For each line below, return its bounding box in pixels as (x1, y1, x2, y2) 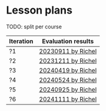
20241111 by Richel (39, 95, 97, 103)
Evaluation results (42, 37, 94, 45)
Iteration (9, 37, 34, 45)
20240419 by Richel (39, 66, 97, 74)
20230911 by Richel (39, 47, 97, 55)
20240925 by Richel (39, 85, 97, 93)
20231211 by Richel (39, 57, 97, 65)
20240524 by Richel (39, 76, 97, 84)
